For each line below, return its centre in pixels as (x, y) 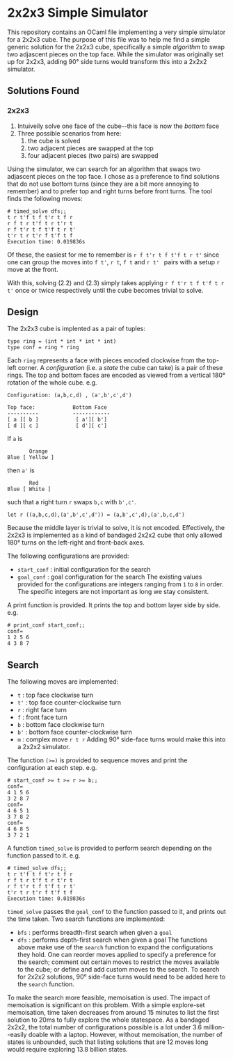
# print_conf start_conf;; (46, 625)
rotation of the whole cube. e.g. (52, 383)
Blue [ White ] (29, 489)
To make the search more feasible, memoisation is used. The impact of (109, 998)
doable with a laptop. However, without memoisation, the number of (125, 1035)
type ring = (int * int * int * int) (62, 342)
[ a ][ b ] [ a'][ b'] (57, 420)
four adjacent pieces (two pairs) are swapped (93, 155)
